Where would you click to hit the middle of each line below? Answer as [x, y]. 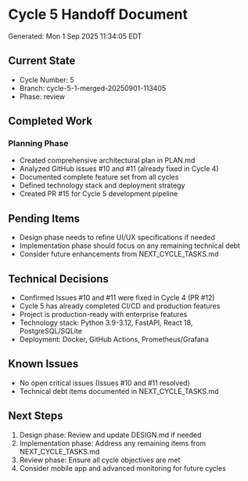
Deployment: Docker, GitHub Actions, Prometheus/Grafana [114, 340]
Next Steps [36, 416]
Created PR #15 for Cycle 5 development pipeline [99, 194]
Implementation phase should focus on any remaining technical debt [130, 246]
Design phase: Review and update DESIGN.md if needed [110, 435]
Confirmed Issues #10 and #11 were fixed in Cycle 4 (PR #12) [117, 298]
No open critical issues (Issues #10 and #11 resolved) [104, 383]
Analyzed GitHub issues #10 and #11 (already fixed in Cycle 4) [119, 169]
